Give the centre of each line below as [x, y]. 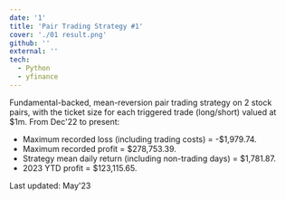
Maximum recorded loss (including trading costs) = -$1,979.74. [140, 139]
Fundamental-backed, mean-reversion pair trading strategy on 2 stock [141, 102]
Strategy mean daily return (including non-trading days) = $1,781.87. [149, 158]
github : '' [30, 43]
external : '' [34, 52]
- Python [34, 69]
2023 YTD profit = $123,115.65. [80, 167]
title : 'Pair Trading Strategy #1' [76, 26]
